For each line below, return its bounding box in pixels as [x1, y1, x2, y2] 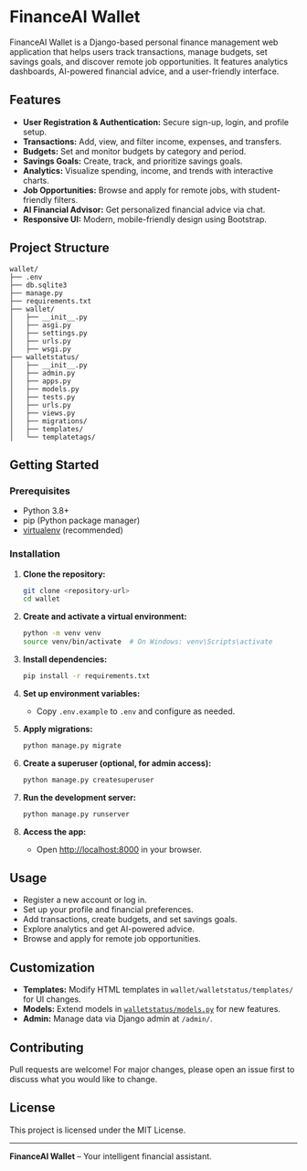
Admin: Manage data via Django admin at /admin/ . [22, 1013, 213, 1025]
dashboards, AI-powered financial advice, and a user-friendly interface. [9, 66, 280, 77]
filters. [54, 194, 79, 205]
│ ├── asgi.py [9, 320, 71, 330]
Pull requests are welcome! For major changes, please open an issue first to [9, 1063, 295, 1075]
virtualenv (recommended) [22, 525, 123, 536]
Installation [9, 548, 61, 560]
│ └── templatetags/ [9, 432, 96, 442]
